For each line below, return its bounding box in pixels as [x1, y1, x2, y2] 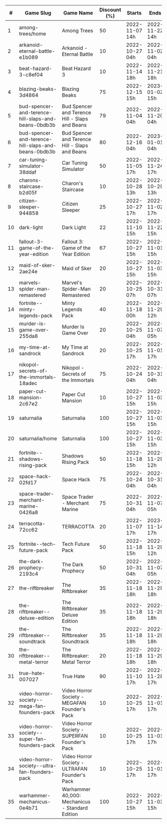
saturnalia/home [19, 435, 57, 442]
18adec [19, 380, 37, 386]
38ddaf [19, 169, 36, 175]
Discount [99, 6, 122, 13]
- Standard [62, 805, 88, 811]
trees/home [19, 30, 46, 37]
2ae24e [19, 268, 38, 275]
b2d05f [19, 189, 37, 196]
